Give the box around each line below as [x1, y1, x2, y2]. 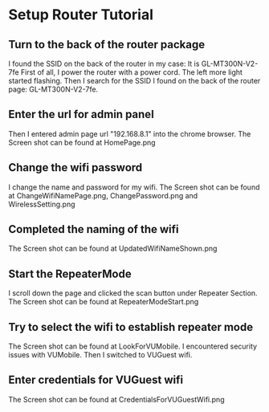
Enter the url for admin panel [8, 108, 154, 121]
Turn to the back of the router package [8, 38, 206, 51]
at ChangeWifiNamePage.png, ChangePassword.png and [8, 190, 198, 200]
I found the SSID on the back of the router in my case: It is [8, 59, 200, 68]
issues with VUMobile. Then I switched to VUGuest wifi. [8, 350, 193, 360]
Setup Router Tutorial [8, 6, 154, 24]
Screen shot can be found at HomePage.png [8, 137, 156, 147]
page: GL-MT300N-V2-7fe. [8, 84, 99, 94]
